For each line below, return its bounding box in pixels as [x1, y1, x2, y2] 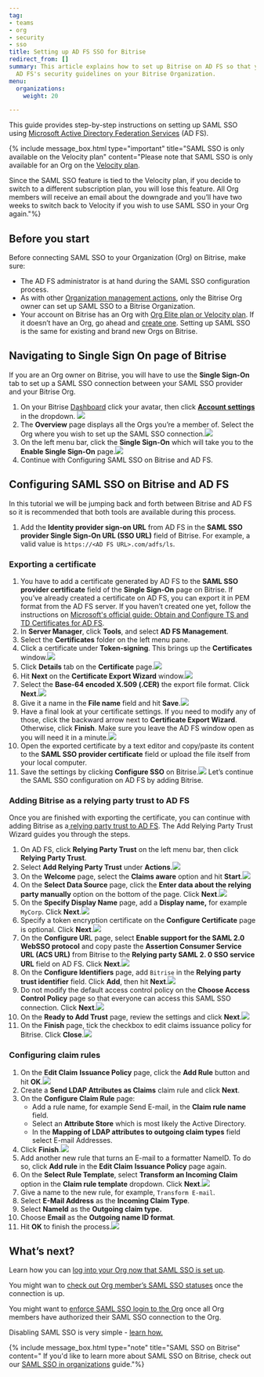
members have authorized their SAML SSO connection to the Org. [9, 1313, 222, 1322]
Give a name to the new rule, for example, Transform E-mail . [20, 1188, 215, 1197]
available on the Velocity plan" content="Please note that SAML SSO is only [9, 152, 253, 162]
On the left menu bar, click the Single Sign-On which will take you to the [20, 437, 254, 446]
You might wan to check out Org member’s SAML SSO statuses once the [9, 1280, 244, 1290]
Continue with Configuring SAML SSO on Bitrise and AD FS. [20, 455, 214, 465]
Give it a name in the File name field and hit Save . [20, 698, 181, 707]
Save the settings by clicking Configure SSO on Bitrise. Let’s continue [20, 767, 254, 777]
